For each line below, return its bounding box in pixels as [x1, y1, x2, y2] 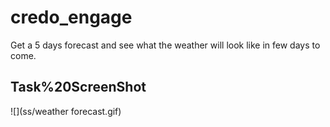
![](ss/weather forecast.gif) [10, 105, 122, 117]
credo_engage [10, 6, 133, 29]
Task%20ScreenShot [10, 79, 147, 96]
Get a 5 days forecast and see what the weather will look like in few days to [10, 39, 321, 51]
